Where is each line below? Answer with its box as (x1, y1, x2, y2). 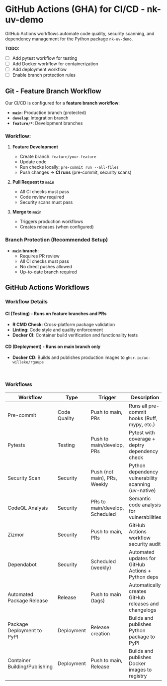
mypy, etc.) (128, 421, 155, 428)
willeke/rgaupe (12, 360, 44, 365)
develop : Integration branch (12, 115, 69, 120)
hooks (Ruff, (128, 415, 158, 422)
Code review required (19, 194, 65, 200)
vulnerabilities (128, 514, 162, 521)
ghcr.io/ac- (126, 355, 151, 360)
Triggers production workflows (19, 219, 83, 225)
